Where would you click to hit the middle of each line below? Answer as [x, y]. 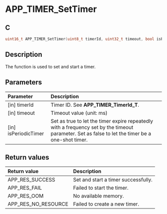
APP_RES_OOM [26, 196]
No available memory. [98, 196]
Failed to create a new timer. [106, 204]
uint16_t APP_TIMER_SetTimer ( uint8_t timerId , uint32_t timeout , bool [80, 39]
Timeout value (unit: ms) [79, 113]
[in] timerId [21, 105]
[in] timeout [21, 113]
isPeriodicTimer [26, 133]
